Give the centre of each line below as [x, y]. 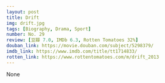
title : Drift [23, 18]
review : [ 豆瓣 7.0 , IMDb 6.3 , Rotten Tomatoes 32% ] [72, 40]
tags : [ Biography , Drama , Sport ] [49, 29]
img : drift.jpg [26, 23]
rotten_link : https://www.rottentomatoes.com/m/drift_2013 [83, 57]
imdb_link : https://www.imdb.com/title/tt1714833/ [72, 51]
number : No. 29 [26, 35]
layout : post [23, 12]
